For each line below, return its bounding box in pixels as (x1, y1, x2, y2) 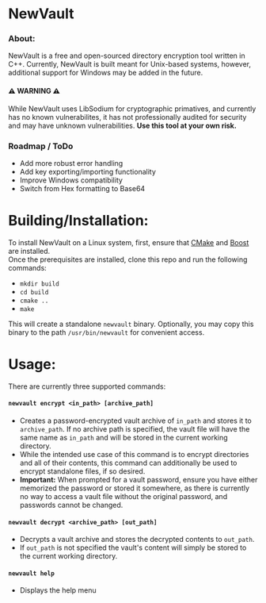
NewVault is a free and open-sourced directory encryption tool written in (8, 51, 245, 60)
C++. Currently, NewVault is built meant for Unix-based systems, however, (8, 60, 252, 69)
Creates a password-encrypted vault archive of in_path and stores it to (19, 416, 252, 425)
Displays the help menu (19, 586, 97, 595)
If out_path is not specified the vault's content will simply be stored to (19, 543, 247, 552)
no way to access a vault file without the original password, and (19, 492, 228, 501)
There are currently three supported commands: (8, 382, 166, 391)
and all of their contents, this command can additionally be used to (19, 458, 237, 468)
